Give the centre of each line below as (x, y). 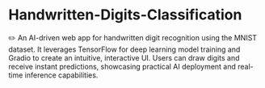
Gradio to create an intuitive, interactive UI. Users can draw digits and (124, 57)
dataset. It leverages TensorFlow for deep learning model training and (124, 49)
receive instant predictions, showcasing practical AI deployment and (122, 66)
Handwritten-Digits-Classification (125, 15)
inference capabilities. (61, 75)
